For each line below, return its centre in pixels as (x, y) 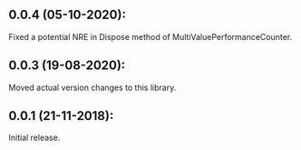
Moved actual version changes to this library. (92, 87)
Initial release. (34, 138)
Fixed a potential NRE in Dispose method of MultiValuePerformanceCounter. (150, 36)
